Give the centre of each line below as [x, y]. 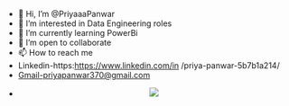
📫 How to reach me [55, 53]
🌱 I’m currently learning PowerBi [78, 33]
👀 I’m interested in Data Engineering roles [95, 23]
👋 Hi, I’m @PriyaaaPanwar [66, 14]
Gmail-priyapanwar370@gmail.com [84, 75]
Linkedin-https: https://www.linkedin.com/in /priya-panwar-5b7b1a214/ [149, 66]
